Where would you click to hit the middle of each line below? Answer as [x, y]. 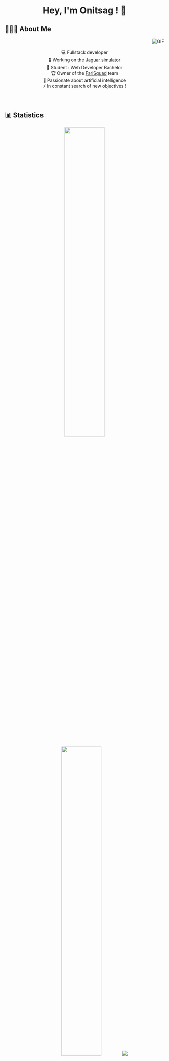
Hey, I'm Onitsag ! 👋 [85, 10]
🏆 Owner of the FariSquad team [85, 73]
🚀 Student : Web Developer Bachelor [85, 67]
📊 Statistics [24, 116]
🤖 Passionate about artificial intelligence [85, 80]
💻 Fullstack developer [85, 52]
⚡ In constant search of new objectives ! [85, 86]
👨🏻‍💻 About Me [28, 29]
